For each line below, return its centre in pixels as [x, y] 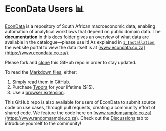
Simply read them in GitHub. [41, 82]
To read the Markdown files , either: [41, 72]
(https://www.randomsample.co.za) [42, 118]
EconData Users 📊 [45, 9]
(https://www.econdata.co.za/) [37, 53]
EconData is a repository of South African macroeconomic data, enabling [80, 26]
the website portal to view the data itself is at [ [53, 47]
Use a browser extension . [39, 92]
